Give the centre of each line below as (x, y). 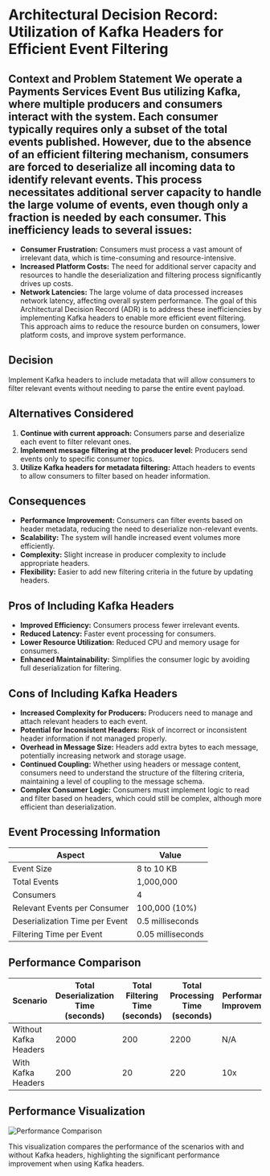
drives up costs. (47, 283)
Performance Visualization (77, 1111)
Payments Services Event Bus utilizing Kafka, (125, 91)
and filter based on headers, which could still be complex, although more (141, 799)
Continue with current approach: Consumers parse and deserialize (132, 433)
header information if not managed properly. (93, 738)
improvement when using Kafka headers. (76, 1163)
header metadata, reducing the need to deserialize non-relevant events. (139, 529)
